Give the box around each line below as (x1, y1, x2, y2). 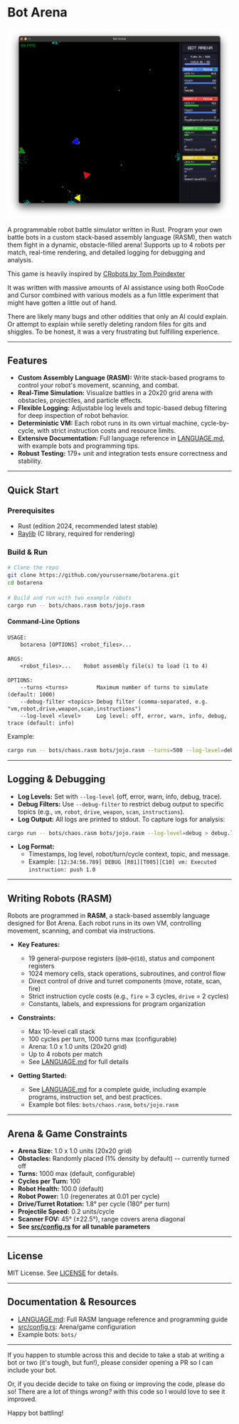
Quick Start (7, 484, 59, 496)
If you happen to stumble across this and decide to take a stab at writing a (7, 1351, 225, 1359)
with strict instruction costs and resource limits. (36, 426, 176, 435)
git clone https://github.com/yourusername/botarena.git (7, 572, 180, 579)
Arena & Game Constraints (7, 1127, 128, 1139)
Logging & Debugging (7, 773, 105, 785)
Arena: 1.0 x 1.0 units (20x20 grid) (28, 1043, 127, 1051)
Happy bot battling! (7, 1408, 64, 1417)
